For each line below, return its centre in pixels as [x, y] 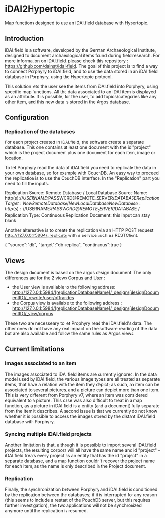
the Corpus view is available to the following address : [67, 303]
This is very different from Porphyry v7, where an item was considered [76, 395]
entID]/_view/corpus [33, 314]
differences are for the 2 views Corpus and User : [55, 278]
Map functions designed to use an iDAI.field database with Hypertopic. [77, 23]
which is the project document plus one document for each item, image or [80, 153]
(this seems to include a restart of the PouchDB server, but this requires [78, 500]
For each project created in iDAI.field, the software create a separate [75, 142]
